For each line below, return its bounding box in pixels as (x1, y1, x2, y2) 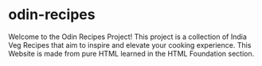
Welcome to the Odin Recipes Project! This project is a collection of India (8, 32, 247, 41)
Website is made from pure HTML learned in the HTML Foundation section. (8, 49, 255, 58)
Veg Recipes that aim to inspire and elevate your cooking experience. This (8, 40, 252, 49)
